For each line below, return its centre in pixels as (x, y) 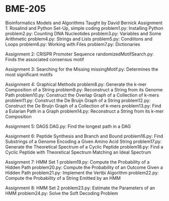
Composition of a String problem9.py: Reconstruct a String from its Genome (84, 89)
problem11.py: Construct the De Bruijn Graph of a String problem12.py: (78, 100)
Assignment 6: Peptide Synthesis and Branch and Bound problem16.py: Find (84, 136)
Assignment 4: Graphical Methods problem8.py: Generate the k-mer (76, 84)
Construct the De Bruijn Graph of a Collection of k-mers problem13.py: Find (83, 106)
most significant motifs (29, 74)
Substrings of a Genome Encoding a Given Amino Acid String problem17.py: (83, 141)
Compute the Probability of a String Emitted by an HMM (63, 178)
